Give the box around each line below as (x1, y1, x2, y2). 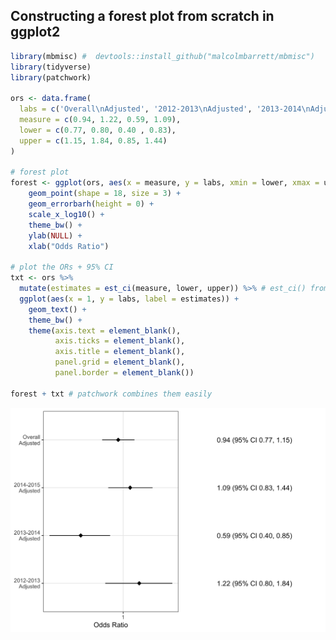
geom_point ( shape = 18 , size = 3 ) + (28, 189, 182, 199)
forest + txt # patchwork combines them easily (10, 389, 213, 399)
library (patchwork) (10, 72, 92, 83)
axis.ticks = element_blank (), (54, 336, 186, 346)
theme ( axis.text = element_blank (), (28, 325, 182, 336)
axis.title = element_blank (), (54, 347, 186, 357)
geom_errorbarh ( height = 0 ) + (28, 199, 155, 209)
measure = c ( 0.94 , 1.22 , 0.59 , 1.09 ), (19, 115, 182, 125)
